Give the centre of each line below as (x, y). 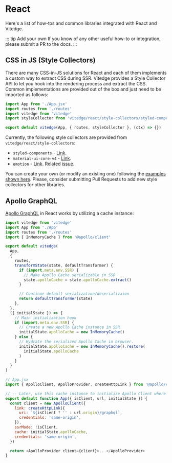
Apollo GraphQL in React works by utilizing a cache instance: (70, 213)
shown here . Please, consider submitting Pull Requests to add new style (81, 179)
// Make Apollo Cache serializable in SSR (70, 275)
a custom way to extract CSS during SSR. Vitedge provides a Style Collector (85, 78)
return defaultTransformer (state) (56, 299)
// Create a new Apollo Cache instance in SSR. (71, 327)
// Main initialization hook (46, 318)
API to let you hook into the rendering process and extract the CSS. (76, 83)
